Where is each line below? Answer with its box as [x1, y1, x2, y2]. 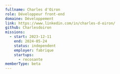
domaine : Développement [5, 16, 54, 21]
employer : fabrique [14, 48, 54, 53]
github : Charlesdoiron [5, 25, 52, 30]
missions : [5, 30, 26, 35]
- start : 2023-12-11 [9, 35, 52, 39]
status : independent [14, 43, 56, 48]
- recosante [18, 57, 43, 62]
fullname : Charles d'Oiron [5, 7, 60, 12]
